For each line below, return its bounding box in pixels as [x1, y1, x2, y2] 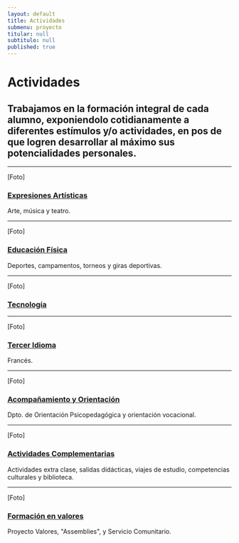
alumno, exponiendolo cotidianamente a [7, 113, 190, 125]
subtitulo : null [7, 37, 55, 44]
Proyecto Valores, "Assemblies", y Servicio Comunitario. [7, 527, 172, 536]
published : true [7, 43, 55, 51]
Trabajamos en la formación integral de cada [7, 103, 209, 115]
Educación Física [7, 245, 68, 255]
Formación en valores [7, 511, 84, 521]
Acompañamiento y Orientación [7, 395, 120, 405]
